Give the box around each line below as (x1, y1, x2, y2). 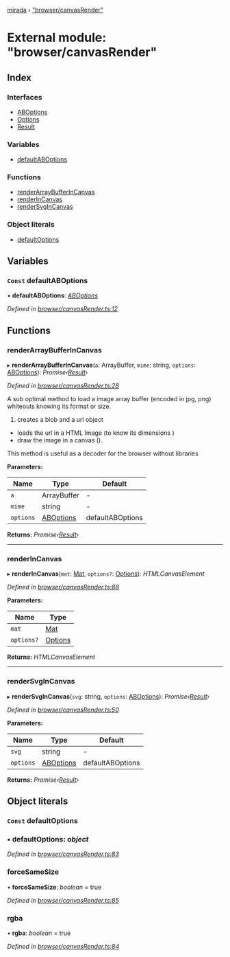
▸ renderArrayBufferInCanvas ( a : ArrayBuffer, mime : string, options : (7, 361, 196, 370)
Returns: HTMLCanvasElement (7, 653, 96, 662)
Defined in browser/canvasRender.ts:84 (7, 942, 120, 950)
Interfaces (7, 92, 42, 102)
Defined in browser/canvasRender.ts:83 (7, 850, 120, 858)
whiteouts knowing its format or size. (7, 402, 112, 411)
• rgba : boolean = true (7, 929, 71, 937)
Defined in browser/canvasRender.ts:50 (7, 706, 120, 714)
